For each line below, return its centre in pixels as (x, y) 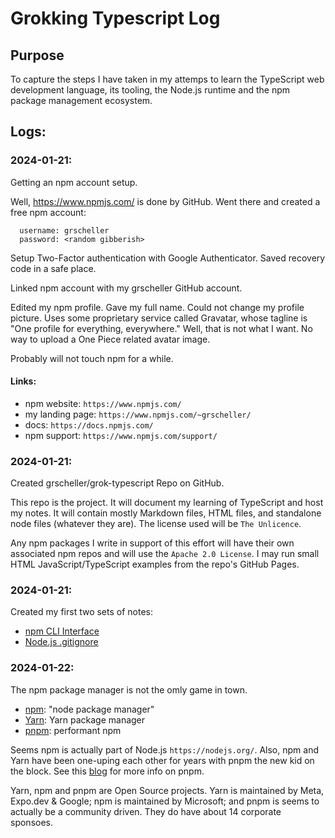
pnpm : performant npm (73, 730)
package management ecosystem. (81, 100)
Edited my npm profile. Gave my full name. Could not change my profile (157, 307)
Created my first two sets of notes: (82, 612)
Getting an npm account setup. (74, 182)
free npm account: (48, 212)
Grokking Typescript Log (115, 18)
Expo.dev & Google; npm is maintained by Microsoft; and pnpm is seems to (165, 801)
